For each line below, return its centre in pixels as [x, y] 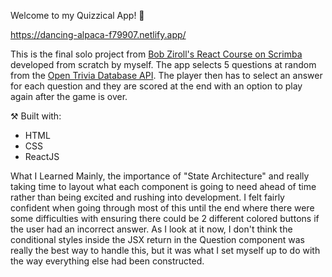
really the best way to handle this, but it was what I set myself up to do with [165, 250]
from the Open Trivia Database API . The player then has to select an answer [166, 75]
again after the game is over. [69, 96]
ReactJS [42, 156]
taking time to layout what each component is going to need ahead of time [163, 186]
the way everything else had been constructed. [107, 261]
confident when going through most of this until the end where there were [162, 208]
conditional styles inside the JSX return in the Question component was [157, 239]
